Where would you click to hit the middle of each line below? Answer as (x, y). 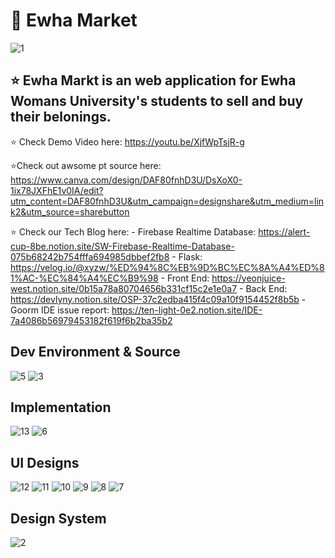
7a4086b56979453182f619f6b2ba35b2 (91, 320)
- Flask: (187, 256)
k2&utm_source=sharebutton (70, 211)
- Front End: (185, 278)
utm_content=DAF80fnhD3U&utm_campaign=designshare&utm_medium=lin (167, 201)
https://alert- (284, 231)
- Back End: (263, 288)
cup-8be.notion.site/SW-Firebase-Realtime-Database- (122, 246)
